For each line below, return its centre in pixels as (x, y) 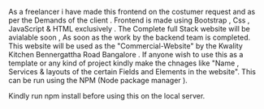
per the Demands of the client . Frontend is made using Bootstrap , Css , (129, 20)
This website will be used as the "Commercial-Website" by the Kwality (126, 46)
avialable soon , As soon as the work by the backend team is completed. (130, 37)
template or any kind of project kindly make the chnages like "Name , (124, 63)
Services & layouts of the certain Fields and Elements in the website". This (132, 71)
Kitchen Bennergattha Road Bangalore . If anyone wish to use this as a (126, 55)
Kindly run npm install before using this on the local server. (107, 96)
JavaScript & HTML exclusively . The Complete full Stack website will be (129, 29)
